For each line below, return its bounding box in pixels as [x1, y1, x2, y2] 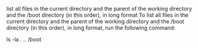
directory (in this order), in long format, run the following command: [6, 24, 175, 31]
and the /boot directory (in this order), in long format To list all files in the [6, 11, 189, 19]
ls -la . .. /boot [6, 36, 41, 43]
